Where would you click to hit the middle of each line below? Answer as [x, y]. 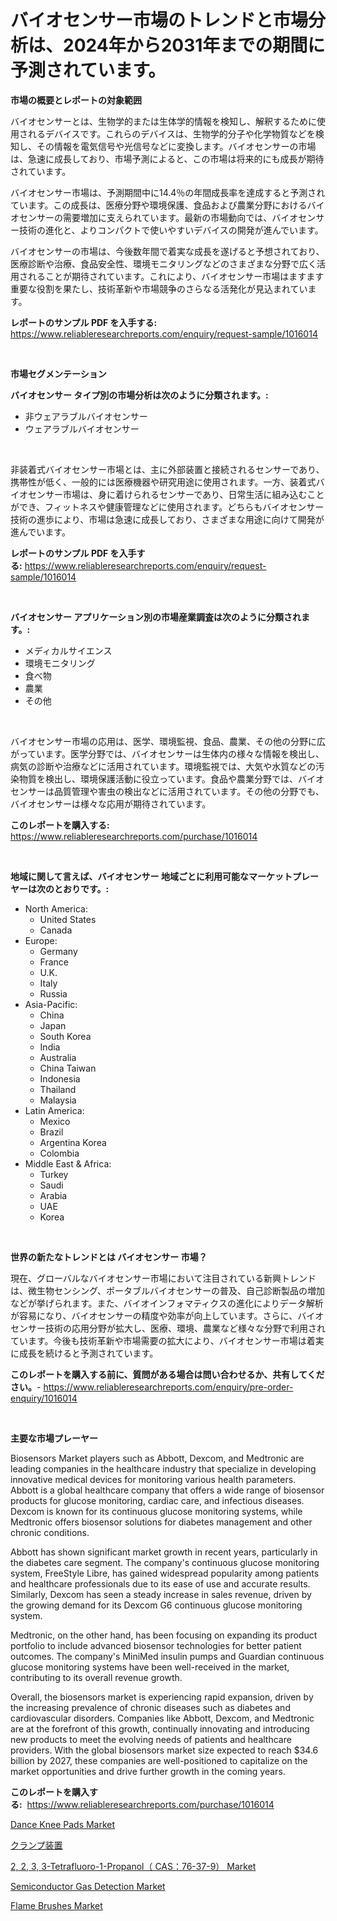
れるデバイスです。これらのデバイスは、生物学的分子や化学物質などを [171, 133]
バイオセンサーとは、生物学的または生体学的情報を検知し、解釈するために [163, 121]
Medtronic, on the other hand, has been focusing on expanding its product [164, 1635]
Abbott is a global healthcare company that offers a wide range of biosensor [167, 1490]
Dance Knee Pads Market [63, 1824]
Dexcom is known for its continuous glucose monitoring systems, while [156, 1511]
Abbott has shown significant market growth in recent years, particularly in [164, 1552]
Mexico [55, 1121]
